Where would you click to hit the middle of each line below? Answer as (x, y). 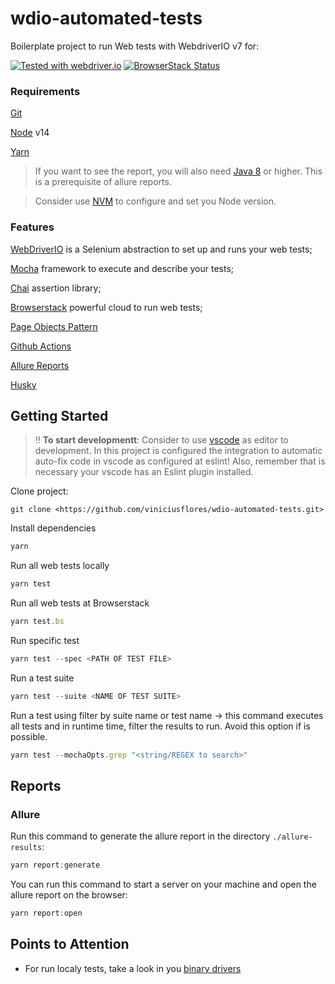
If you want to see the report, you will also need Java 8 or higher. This (178, 171)
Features (32, 227)
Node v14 (30, 133)
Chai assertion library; (56, 288)
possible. (29, 736)
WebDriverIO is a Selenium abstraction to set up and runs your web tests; (161, 249)
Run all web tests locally (60, 566)
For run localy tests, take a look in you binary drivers (133, 968)
